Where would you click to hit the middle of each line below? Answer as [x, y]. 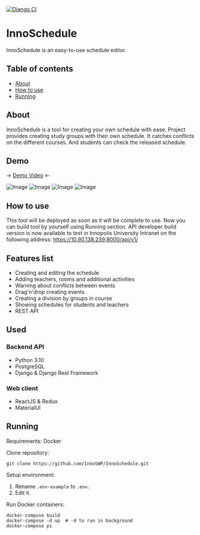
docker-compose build [33, 515]
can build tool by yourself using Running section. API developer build [92, 227]
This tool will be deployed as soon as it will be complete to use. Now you [96, 220]
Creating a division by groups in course [63, 298]
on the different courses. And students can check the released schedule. [96, 142]
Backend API [25, 347]
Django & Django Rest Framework [56, 372]
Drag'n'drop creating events [50, 292]
